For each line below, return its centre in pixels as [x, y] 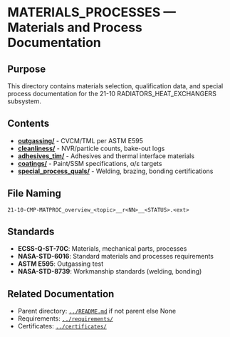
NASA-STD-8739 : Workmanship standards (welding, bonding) [110, 271]
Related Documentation [61, 294]
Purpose [27, 69]
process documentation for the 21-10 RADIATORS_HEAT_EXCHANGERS [112, 94]
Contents [28, 124]
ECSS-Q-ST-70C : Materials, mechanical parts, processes [102, 249]
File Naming [35, 193]
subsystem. [24, 101]
